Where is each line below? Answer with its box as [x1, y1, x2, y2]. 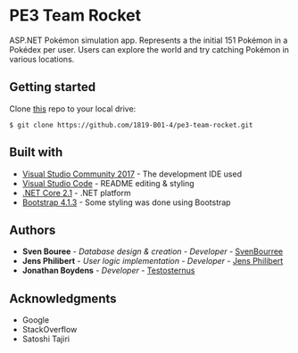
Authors [9, 222, 56, 237]
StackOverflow [21, 324, 78, 335]
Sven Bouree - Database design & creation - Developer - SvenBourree [21, 246, 284, 257]
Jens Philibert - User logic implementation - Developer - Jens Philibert [21, 256, 284, 267]
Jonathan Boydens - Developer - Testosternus [21, 265, 195, 276]
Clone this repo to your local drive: [9, 103, 137, 114]
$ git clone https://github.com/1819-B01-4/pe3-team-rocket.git [9, 120, 253, 129]
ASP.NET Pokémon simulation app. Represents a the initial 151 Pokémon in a [9, 35, 288, 45]
